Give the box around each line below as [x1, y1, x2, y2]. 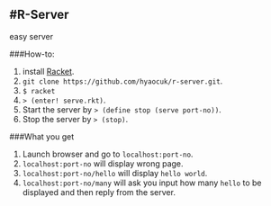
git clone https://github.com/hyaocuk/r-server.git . [22, 76, 223, 86]
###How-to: [9, 49, 55, 59]
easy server [9, 31, 54, 41]
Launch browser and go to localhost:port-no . [22, 148, 194, 159]
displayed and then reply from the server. [22, 186, 176, 197]
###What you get [9, 130, 75, 142]
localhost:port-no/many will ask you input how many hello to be [22, 177, 262, 188]
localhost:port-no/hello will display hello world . [22, 167, 208, 178]
